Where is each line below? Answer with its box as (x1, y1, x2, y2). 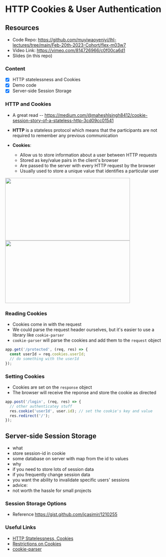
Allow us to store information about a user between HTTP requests (19, 152, 157, 158)
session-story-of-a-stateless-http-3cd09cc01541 (12, 117, 114, 123)
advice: (12, 482, 28, 488)
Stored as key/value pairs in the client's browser (19, 157, 119, 163)
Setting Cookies (5, 373, 45, 380)
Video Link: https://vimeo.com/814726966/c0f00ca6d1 (12, 48, 126, 53)
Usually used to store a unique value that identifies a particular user (19, 168, 159, 174)
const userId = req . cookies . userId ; (9, 352, 86, 357)
